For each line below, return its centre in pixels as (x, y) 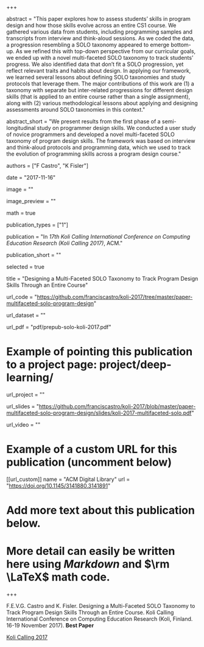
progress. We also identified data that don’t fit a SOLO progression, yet (95, 64)
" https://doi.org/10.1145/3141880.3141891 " (58, 485)
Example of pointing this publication (100, 352)
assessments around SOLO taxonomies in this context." (76, 110)
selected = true (25, 267)
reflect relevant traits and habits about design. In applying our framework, (99, 70)
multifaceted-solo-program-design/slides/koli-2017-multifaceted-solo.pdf (99, 413)
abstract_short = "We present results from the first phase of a (83, 121)
